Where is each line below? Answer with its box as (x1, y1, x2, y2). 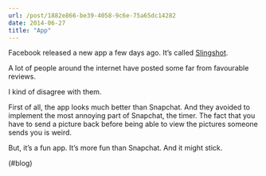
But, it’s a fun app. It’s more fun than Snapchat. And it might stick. (8, 143, 223, 153)
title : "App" (8, 26, 52, 34)
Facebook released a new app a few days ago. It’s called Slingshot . (8, 48, 229, 58)
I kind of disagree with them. (8, 87, 102, 97)
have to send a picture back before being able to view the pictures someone (8, 120, 259, 129)
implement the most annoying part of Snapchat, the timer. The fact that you (8, 111, 256, 121)
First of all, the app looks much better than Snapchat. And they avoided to (8, 102, 251, 112)
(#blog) (8, 159, 33, 168)
